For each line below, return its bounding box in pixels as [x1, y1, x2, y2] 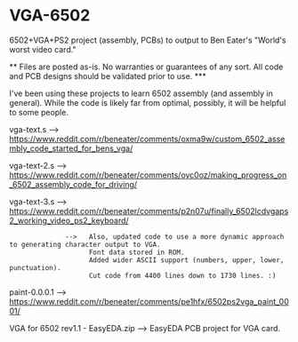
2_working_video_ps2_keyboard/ [9, 215, 129, 226]
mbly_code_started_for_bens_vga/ [9, 143, 133, 154]
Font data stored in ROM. [88, 248, 185, 257]
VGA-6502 [9, 5, 91, 26]
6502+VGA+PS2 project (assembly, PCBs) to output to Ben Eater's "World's [9, 35, 286, 45]
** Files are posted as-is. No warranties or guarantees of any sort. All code [9, 61, 284, 72]
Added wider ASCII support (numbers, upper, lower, [88, 255, 285, 265]
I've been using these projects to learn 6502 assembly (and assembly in [9, 88, 273, 99]
